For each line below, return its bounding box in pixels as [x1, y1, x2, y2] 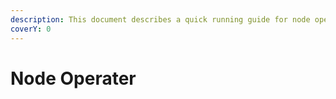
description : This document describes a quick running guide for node [10, 14, 311, 25]
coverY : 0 [10, 24, 52, 34]
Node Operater [10, 67, 137, 90]
